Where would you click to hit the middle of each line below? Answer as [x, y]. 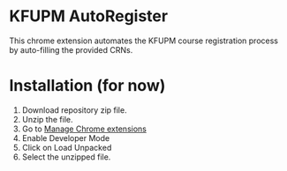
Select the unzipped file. [66, 157]
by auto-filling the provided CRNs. [71, 49]
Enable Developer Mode [66, 138]
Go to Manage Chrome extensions [84, 129]
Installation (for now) [87, 86]
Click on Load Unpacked [67, 147]
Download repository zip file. [74, 110]
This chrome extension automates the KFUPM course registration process [143, 41]
